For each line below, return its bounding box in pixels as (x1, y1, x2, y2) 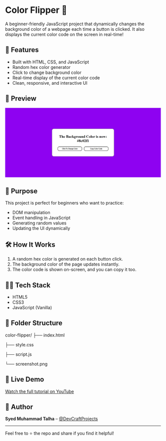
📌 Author (5, 402, 33, 411)
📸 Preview (5, 94, 37, 103)
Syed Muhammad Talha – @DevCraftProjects (5, 416, 98, 422)
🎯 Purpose (5, 187, 38, 195)
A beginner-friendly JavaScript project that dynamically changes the (5, 21, 145, 27)
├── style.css (5, 341, 34, 347)
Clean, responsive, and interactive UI (12, 80, 88, 86)
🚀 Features (5, 46, 39, 54)
